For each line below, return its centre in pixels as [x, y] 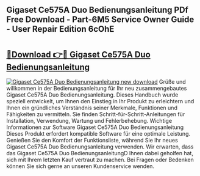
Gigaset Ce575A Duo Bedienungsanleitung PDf [98, 10]
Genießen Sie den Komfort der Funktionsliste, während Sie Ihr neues [92, 140]
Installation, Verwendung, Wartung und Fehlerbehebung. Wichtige [89, 121]
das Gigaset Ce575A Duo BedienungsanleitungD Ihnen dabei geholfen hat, [100, 153]
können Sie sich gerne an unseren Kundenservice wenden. [80, 166]
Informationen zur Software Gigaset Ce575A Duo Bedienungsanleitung [95, 127]
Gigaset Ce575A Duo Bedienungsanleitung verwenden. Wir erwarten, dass [100, 147]
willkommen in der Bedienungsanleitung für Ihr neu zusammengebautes [97, 88]
